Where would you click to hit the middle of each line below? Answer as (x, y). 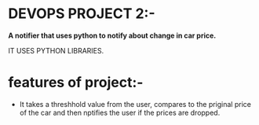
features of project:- (76, 83)
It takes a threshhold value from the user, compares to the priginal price (135, 104)
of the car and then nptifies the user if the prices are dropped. (120, 112)
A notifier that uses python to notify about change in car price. (112, 35)
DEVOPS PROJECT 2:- (82, 14)
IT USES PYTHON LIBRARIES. (56, 50)
